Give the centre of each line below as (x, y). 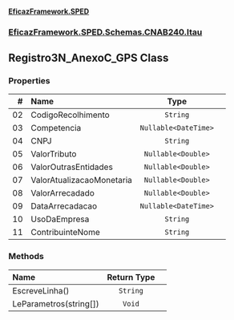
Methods (26, 257)
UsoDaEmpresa (60, 219)
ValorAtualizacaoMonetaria (81, 180)
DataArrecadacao (64, 206)
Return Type (131, 277)
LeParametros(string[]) (56, 303)
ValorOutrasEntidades (72, 167)
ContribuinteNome (65, 233)
